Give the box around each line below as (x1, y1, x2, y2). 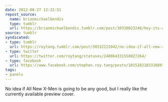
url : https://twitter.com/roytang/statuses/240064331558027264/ (9, 53, 146, 59)
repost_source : (5, 12, 37, 17)
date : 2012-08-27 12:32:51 (5, 7, 61, 12)
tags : (5, 68, 16, 73)
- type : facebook (5, 58, 41, 63)
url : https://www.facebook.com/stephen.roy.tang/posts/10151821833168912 (9, 63, 166, 68)
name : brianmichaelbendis (9, 16, 64, 21)
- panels (5, 72, 23, 77)
